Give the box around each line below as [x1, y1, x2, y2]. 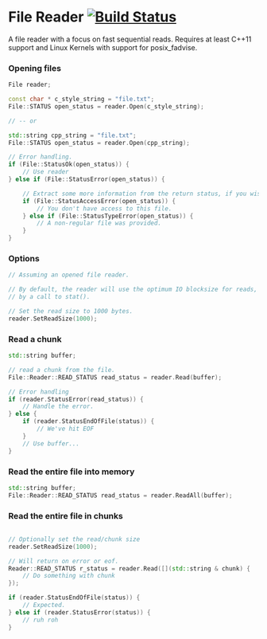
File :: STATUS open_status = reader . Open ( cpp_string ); [8, 139, 191, 147]
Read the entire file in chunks [8, 510, 123, 521]
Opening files [8, 62, 62, 73]
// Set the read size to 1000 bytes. [8, 308, 133, 316]
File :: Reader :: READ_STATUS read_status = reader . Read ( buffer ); [8, 373, 222, 382]
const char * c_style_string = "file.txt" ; [8, 96, 155, 104]
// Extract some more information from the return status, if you [22, 190, 247, 198]
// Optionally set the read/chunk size [8, 535, 141, 543]
